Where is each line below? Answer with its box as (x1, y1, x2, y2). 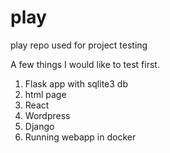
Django (24, 120, 55, 132)
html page (24, 88, 67, 100)
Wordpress (24, 109, 71, 121)
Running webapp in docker (24, 131, 137, 143)
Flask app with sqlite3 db (24, 77, 128, 90)
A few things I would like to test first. (10, 58, 160, 70)
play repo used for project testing (10, 39, 148, 51)
